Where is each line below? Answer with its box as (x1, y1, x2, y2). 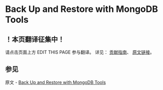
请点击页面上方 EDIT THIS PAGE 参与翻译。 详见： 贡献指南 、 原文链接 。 (5, 49, 155, 55)
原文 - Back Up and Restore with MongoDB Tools (5, 79, 106, 85)
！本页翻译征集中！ (5, 35, 64, 43)
